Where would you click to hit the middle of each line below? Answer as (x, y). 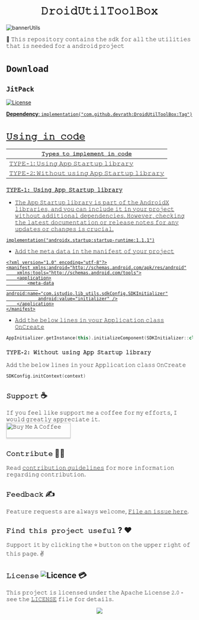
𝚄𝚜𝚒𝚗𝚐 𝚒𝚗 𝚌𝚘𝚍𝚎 (46, 137)
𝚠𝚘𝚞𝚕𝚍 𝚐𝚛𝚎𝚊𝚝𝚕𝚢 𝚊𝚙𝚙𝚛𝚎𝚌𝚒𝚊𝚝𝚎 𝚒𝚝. (53, 419)
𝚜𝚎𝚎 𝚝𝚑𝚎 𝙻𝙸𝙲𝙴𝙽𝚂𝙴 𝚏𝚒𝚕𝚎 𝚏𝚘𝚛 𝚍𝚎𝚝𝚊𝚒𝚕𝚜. (60, 599)
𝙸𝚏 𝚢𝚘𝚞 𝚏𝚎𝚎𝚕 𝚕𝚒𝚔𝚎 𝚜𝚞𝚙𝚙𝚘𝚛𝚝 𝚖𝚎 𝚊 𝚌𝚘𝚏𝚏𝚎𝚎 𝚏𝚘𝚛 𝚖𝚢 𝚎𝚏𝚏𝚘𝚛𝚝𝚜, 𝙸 (92, 413)
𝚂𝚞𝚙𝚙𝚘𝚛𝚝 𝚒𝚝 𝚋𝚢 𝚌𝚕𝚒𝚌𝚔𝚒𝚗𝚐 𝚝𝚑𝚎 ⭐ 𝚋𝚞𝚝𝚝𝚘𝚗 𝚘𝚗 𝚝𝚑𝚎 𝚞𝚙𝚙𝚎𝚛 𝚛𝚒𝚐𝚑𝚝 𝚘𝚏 (98, 545)
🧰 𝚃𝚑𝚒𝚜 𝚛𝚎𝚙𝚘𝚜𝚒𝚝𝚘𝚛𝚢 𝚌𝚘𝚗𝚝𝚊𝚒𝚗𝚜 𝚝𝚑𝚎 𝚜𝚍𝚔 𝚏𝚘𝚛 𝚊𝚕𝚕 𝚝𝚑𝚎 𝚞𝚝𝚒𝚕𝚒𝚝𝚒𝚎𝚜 (99, 39)
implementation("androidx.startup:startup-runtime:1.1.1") (81, 240)
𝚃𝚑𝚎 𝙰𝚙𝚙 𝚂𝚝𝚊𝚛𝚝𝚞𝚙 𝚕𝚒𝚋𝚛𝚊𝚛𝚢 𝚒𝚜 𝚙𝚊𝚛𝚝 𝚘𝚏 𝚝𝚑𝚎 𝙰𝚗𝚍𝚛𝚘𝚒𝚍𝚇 (92, 203)
